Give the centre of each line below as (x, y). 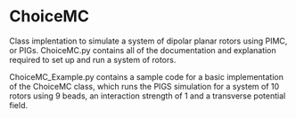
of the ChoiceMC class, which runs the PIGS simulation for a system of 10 (144, 86)
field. (19, 105)
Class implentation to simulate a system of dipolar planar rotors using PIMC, (148, 41)
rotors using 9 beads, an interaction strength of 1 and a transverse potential (148, 96)
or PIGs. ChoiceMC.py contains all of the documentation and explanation (143, 50)
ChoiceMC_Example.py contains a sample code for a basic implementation (146, 76)
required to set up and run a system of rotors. (93, 59)
